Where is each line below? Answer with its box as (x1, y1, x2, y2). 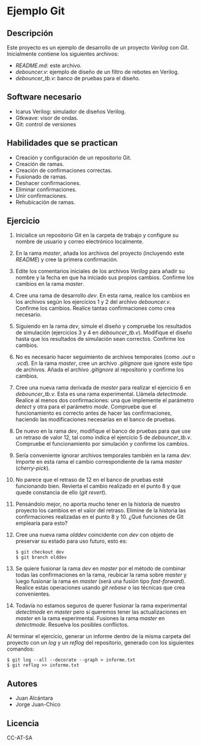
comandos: (7, 645, 35, 653)
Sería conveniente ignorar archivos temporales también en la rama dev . (15, 452, 192, 459)
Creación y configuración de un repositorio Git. (15, 154, 132, 161)
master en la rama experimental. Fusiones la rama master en (15, 615, 165, 622)
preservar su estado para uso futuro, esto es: (15, 537, 127, 545)
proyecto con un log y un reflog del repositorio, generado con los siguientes (7, 639, 194, 647)
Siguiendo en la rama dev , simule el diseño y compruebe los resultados (15, 322, 192, 330)
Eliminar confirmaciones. (15, 186, 77, 193)
